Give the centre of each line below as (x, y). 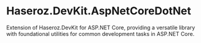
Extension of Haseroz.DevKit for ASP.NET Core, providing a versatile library (101, 27)
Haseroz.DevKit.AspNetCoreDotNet (99, 11)
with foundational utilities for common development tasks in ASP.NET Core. (101, 33)
